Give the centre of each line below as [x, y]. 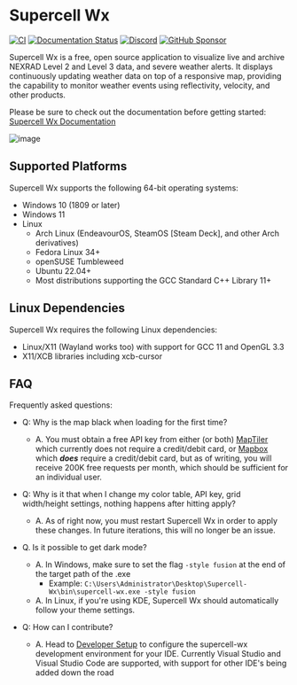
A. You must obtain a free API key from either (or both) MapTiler [152, 440]
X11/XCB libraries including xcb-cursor [92, 356]
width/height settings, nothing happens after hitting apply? [129, 504]
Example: [65, 584]
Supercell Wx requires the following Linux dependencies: [113, 330]
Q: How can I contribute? [67, 627]
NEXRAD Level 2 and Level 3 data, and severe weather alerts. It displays [141, 66]
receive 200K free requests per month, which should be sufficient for [162, 468]
